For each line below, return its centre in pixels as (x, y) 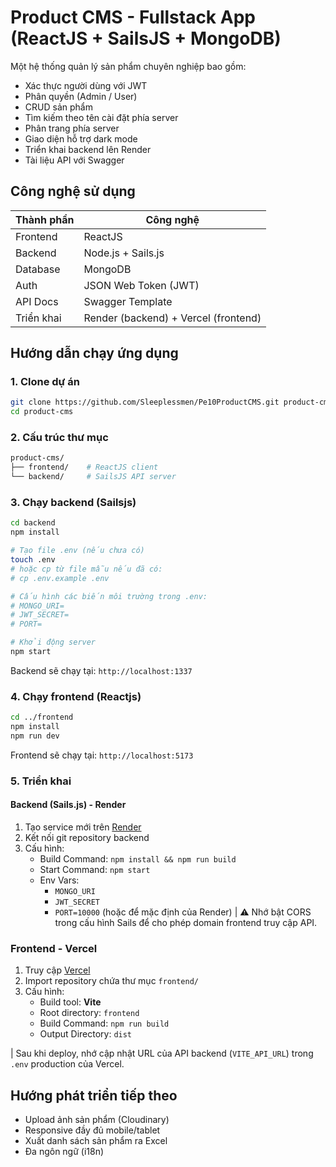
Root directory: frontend (89, 1013)
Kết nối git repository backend (87, 837)
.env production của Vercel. (67, 1064)
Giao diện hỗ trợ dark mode (81, 138)
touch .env (33, 560)
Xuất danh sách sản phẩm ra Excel (96, 1141)
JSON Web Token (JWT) (141, 285)
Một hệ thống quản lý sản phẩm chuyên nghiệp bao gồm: (128, 66)
